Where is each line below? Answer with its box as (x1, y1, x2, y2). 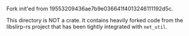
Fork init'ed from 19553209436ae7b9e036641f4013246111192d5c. (6, 5, 174, 12)
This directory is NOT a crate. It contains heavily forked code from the (6, 17, 183, 23)
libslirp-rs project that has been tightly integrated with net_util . (6, 23, 168, 30)
